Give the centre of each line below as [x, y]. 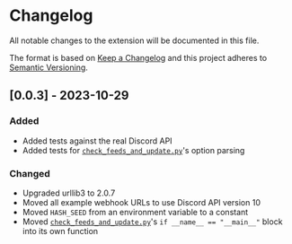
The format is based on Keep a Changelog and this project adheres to [138, 57]
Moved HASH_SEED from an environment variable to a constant [135, 212]
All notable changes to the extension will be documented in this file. [134, 40]
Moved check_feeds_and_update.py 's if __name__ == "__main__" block [152, 222]
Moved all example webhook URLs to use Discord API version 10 [141, 202]
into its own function [60, 231]
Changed [30, 173]
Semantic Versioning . [49, 67]
